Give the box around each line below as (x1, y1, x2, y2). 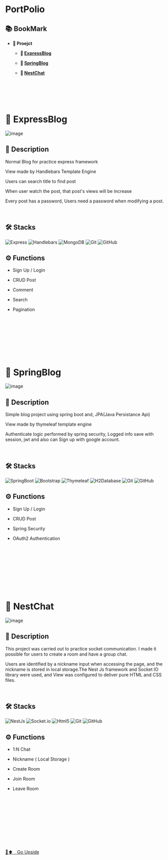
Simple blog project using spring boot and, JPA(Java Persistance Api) (5, 411, 150, 418)
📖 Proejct (12, 41, 32, 46)
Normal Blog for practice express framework (5, 158, 98, 164)
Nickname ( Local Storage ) (12, 756, 70, 762)
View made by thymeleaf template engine (5, 421, 92, 427)
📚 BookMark (5, 24, 47, 33)
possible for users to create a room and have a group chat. (5, 651, 128, 657)
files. (5, 677, 16, 683)
